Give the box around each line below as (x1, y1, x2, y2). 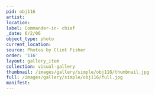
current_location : (6, 42, 51, 48)
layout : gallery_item (6, 58, 60, 64)
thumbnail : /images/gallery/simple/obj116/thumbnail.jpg (6, 69, 150, 75)
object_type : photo (6, 36, 54, 42)
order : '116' (6, 53, 38, 58)
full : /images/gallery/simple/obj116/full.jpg (6, 74, 123, 80)
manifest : (6, 80, 31, 86)
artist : (6, 14, 25, 20)
